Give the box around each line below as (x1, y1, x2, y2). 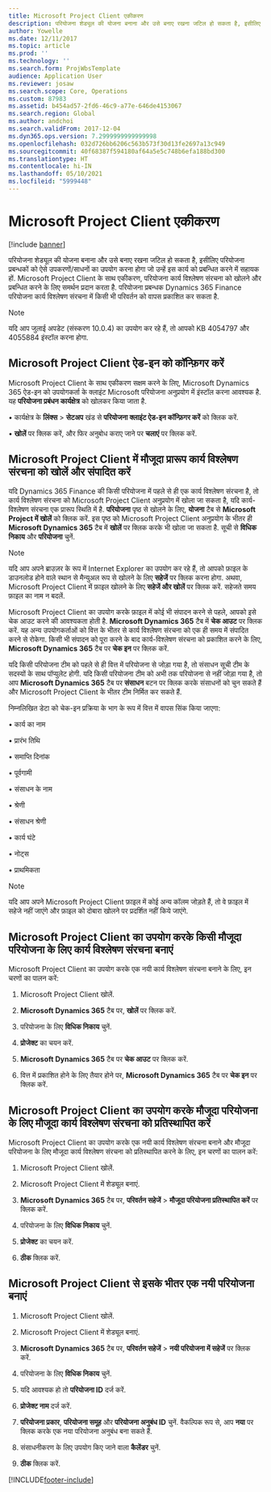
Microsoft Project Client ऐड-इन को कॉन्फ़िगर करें (8, 357, 224, 371)
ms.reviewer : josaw (8, 79, 74, 87)
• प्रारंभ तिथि (8, 735, 40, 745)
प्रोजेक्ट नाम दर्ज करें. (19, 1401, 73, 1410)
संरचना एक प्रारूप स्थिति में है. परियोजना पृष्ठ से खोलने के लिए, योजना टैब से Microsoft (31, 505, 256, 515)
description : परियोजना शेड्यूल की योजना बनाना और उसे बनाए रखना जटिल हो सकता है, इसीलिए (8, 19, 261, 28)
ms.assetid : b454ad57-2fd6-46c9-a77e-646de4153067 (8, 102, 182, 110)
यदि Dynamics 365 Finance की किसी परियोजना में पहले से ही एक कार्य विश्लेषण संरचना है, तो (8, 486, 260, 496)
